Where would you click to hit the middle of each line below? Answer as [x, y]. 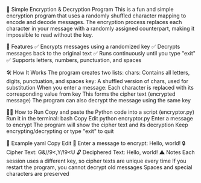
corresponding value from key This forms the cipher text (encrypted [91, 94]
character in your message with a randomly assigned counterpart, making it [101, 28]
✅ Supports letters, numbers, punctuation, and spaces [74, 60]
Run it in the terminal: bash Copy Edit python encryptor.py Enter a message [100, 118]
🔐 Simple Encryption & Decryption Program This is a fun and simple [90, 9]
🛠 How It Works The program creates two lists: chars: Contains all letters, [98, 73]
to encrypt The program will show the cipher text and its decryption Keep [97, 125]
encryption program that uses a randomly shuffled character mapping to [96, 16]
